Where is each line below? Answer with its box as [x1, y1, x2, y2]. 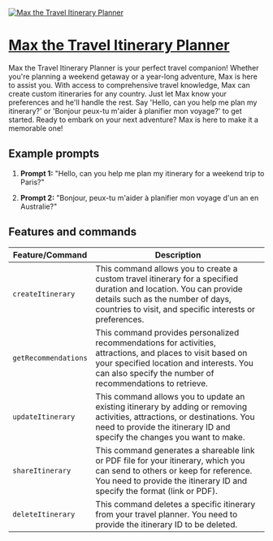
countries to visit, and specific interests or [95, 303, 256, 314]
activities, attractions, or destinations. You [95, 411, 255, 422]
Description [154, 249, 201, 260]
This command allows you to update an [95, 391, 245, 402]
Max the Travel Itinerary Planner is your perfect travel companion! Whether [8, 63, 259, 72]
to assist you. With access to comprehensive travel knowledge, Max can [8, 80, 250, 89]
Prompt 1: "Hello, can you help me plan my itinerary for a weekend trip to [19, 168, 265, 178]
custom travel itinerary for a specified [95, 273, 239, 284]
